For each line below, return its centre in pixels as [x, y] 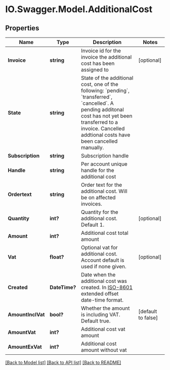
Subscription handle [105, 156]
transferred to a [99, 122]
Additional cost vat [103, 329]
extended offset [100, 294]
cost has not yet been [107, 116]
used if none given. [103, 266]
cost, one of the [99, 84]
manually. [92, 148]
